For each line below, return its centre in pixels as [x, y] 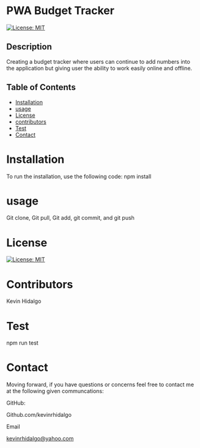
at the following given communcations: [55, 391]
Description [29, 47]
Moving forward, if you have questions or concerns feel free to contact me [100, 385]
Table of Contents [41, 87]
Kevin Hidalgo [24, 301]
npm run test [22, 343]
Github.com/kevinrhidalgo [39, 415]
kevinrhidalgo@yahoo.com [40, 439]
